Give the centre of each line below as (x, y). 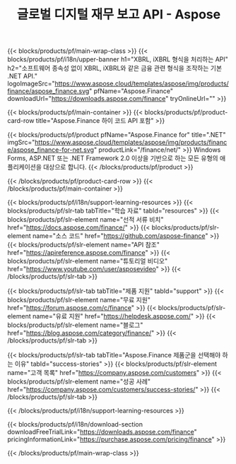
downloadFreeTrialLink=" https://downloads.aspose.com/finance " (102, 432)
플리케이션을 (25, 167)
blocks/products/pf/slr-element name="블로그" (75, 325)
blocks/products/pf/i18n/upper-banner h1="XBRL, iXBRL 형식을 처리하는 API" (118, 59)
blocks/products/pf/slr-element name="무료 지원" (79, 300)
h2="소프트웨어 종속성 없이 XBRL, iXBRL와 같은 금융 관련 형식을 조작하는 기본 (115, 69)
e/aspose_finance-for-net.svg (51, 150)
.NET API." (22, 76)
